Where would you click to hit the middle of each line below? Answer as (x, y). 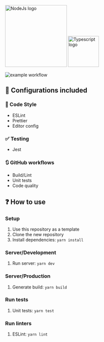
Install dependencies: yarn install (48, 240)
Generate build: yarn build (40, 287)
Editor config (25, 126)
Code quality (25, 186)
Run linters (18, 323)
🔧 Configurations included (46, 90)
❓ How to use (25, 202)
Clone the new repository (38, 234)
